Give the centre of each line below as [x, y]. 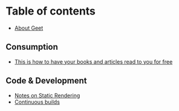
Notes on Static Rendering [47, 95]
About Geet [29, 28]
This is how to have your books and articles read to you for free [93, 61]
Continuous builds [37, 102]
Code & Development [46, 81]
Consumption [32, 47]
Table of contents [51, 11]
